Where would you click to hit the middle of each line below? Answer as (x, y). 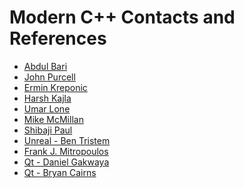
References (58, 38)
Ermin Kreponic (55, 87)
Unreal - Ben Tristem (67, 140)
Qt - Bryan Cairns (60, 172)
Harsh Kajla (47, 98)
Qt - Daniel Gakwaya (66, 162)
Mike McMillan (53, 119)
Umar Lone (47, 108)
